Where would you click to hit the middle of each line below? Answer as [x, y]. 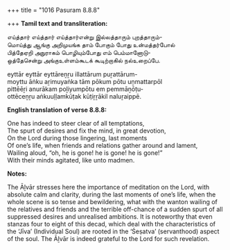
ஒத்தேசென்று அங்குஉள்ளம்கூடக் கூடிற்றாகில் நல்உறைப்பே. [84, 60]
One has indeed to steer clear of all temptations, [76, 123]
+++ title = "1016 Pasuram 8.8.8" [54, 10]
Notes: [17, 174]
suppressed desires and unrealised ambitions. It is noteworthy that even [110, 217]
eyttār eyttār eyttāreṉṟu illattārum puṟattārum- [72, 74]
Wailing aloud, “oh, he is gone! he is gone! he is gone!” [85, 153]
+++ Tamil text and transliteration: [57, 23]
